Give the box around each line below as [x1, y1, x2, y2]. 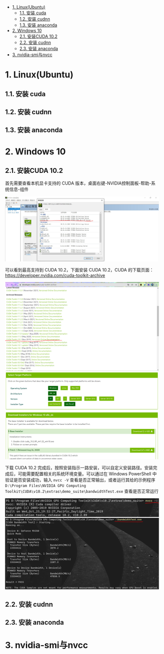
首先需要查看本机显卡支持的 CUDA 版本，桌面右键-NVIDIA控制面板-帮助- [5, 180, 151, 186]
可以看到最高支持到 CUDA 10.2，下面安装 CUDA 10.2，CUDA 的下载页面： [5, 267, 154, 273]
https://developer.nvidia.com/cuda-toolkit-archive [5, 273, 105, 278]
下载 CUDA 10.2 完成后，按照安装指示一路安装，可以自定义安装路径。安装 [5, 465, 153, 471]
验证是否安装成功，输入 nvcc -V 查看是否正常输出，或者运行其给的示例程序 [5, 477, 155, 483]
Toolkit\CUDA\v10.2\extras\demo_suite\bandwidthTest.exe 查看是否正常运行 [5, 488, 159, 494]
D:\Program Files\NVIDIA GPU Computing [5, 484, 86, 488]
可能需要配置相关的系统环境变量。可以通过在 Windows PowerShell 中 [18, 471, 157, 477]
